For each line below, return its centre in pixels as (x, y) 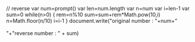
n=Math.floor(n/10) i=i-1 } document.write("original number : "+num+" (92, 21)
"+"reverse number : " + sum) (43, 33)
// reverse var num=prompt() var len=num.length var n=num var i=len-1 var (98, 8)
